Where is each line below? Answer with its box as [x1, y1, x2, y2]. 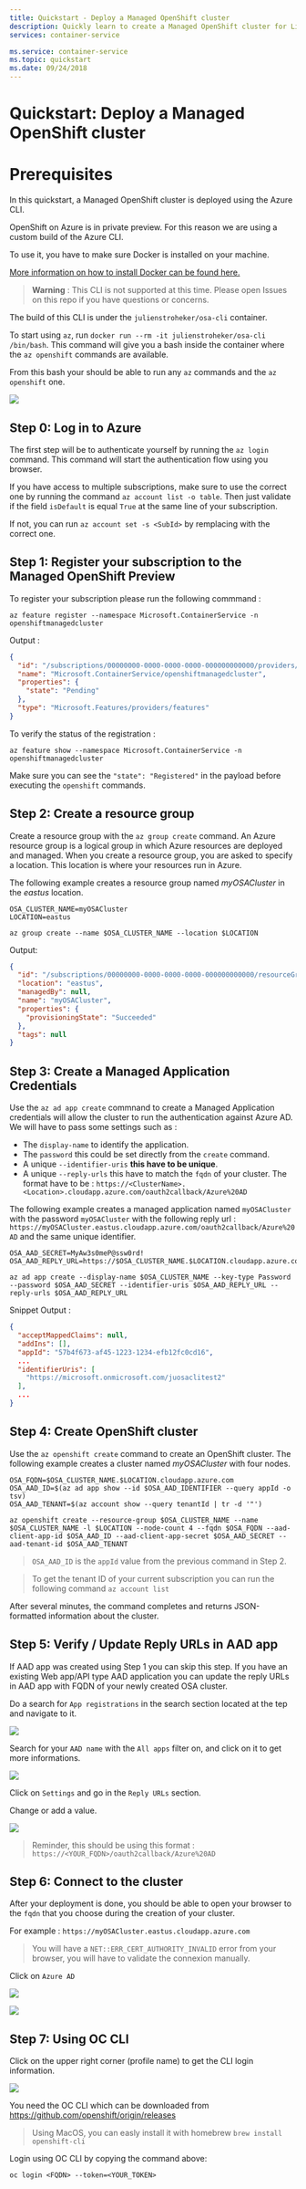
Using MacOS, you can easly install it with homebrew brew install [31, 2128, 282, 2139]
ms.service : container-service [9, 47, 128, 56]
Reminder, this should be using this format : [31, 1839, 196, 1850]
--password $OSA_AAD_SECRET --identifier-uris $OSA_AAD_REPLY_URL [9, 1281, 267, 1290]
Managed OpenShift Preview [9, 569, 176, 584]
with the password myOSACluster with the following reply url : [9, 1213, 237, 1224]
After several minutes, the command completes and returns [9, 1600, 232, 1611]
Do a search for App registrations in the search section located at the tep [9, 1698, 288, 1709]
